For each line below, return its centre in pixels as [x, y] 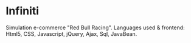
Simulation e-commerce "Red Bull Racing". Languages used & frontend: [95, 27]
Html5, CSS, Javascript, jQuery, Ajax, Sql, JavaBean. [71, 33]
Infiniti [23, 11]
